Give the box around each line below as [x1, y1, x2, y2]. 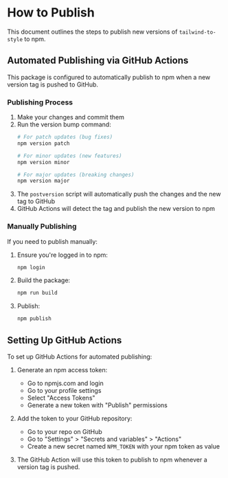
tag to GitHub [16, 197, 56, 205]
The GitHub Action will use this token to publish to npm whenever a [16, 455, 207, 464]
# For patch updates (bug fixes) [16, 134, 113, 141]
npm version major [16, 177, 70, 185]
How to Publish [7, 5, 95, 21]
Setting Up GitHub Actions [7, 334, 122, 346]
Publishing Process [7, 98, 73, 107]
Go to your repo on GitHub [27, 428, 103, 436]
